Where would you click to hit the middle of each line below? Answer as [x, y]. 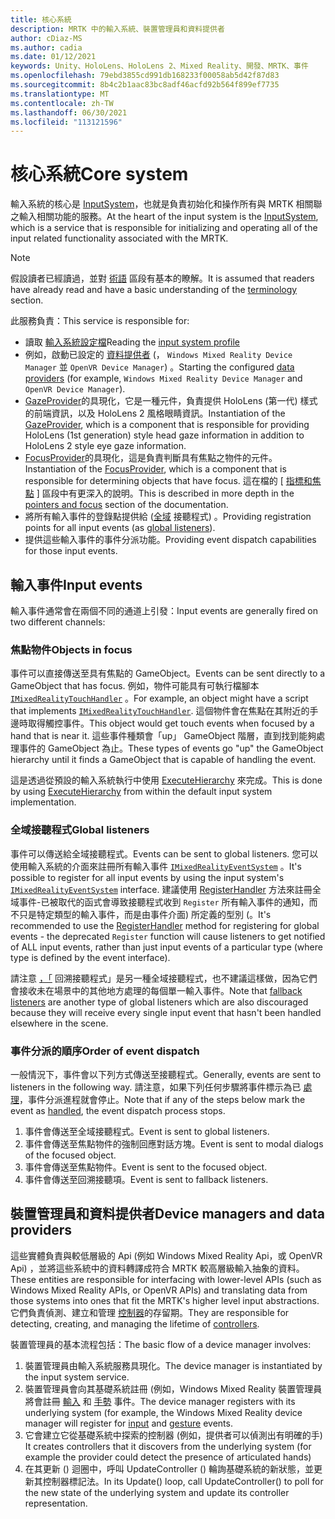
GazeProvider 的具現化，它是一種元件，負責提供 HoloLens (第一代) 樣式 [171, 401]
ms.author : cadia [46, 47]
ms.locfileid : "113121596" [66, 122]
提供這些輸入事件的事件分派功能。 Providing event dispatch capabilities [170, 540]
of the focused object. [70, 1155]
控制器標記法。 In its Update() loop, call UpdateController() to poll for [183, 1481]
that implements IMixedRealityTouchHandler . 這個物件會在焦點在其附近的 [160, 711]
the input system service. [77, 1377]
